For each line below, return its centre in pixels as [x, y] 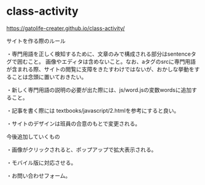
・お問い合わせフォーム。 [39, 175]
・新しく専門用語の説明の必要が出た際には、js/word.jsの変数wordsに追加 [99, 89]
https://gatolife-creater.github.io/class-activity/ [66, 28]
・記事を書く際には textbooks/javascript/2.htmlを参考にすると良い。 [93, 110]
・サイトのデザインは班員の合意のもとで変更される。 [74, 123]
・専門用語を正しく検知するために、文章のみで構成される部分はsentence [99, 54]
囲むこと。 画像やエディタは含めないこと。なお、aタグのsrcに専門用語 [106, 61]
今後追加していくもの [33, 137]
